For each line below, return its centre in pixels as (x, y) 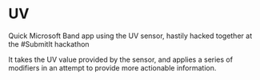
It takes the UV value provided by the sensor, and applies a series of (121, 59)
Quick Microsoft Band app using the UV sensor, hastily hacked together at (130, 36)
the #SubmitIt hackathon (49, 44)
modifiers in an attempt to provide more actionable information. (112, 67)
